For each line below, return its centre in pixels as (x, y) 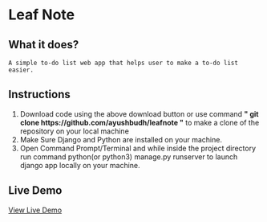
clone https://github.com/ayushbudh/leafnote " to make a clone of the (140, 122)
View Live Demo (35, 210)
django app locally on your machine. (80, 165)
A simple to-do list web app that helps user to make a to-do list (123, 63)
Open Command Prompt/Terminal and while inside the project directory (138, 148)
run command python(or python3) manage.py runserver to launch (129, 156)
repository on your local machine (75, 131)
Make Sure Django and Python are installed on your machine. (121, 139)
